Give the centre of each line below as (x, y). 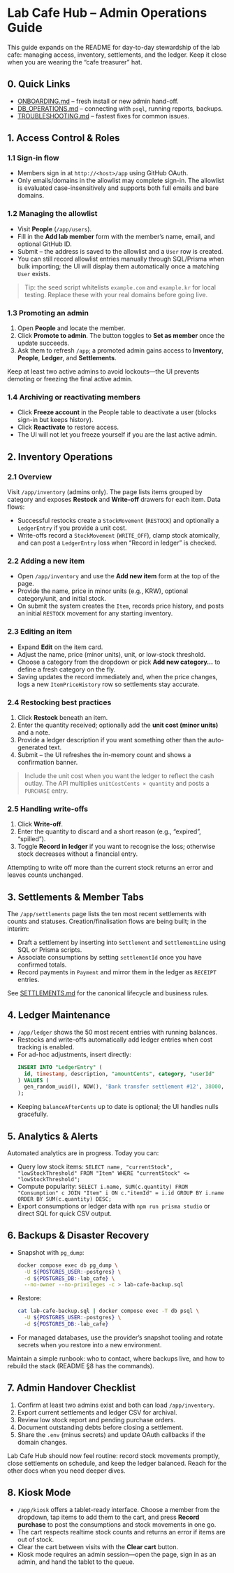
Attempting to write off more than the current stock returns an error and (110, 868)
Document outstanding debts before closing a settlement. (100, 1427)
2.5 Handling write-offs (48, 809)
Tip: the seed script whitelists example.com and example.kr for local (120, 287)
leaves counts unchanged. (45, 875)
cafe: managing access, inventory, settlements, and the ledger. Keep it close (117, 55)
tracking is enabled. (46, 1047)
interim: (18, 929)
